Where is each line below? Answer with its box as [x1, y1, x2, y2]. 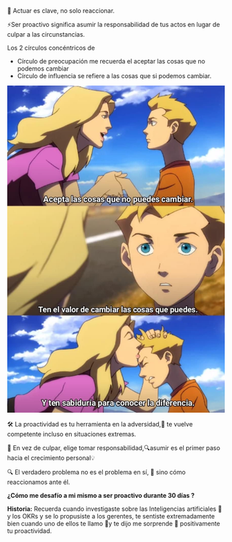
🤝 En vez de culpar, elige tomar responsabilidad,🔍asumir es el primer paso [7, 443, 221, 452]
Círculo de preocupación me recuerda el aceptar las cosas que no [17, 57, 206, 65]
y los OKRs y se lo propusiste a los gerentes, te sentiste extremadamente [7, 512, 215, 520]
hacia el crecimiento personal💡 [7, 454, 95, 462]
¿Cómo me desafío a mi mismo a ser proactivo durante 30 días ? [7, 491, 195, 499]
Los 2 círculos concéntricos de [7, 44, 95, 52]
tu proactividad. [7, 526, 52, 535]
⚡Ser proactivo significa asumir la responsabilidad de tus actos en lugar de [7, 21, 220, 28]
